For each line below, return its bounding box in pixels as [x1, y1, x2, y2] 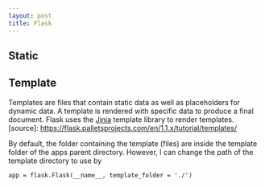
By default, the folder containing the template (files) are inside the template [8, 138, 258, 148]
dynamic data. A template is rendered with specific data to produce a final [8, 106, 254, 116]
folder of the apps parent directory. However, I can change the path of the [8, 147, 254, 157]
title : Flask [8, 19, 52, 27]
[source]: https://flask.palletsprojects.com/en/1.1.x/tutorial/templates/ [8, 123, 238, 132]
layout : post [8, 11, 52, 20]
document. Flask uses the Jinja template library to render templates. [8, 114, 234, 124]
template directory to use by [8, 156, 102, 165]
